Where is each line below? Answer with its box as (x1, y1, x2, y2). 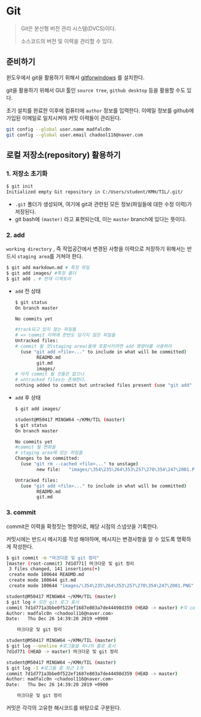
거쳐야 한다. (56, 253, 83, 260)
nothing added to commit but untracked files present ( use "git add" (14, 382, 193, 388)
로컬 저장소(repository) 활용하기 (6, 150, 121, 160)
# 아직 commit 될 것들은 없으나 (14, 371, 85, 377)
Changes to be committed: (14, 456, 80, 462)
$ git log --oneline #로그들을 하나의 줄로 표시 (6, 643, 116, 649)
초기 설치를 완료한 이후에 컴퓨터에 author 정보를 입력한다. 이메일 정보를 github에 (6, 107, 194, 114)
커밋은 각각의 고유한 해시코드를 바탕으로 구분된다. (6, 704, 121, 712)
